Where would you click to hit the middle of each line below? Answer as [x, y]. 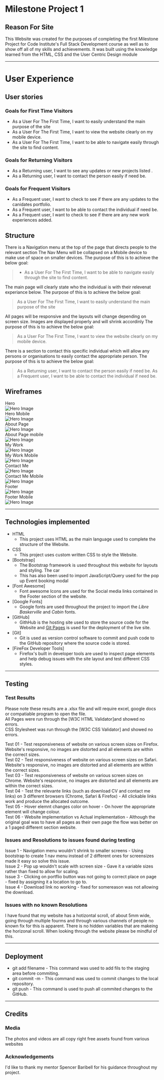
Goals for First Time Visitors [39, 111]
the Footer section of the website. [53, 596]
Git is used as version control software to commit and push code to [87, 638]
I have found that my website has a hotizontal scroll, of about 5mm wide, [78, 916]
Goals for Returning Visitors [39, 160]
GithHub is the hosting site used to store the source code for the [84, 622]
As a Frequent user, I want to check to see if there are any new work [81, 215]
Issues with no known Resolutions [46, 905]
